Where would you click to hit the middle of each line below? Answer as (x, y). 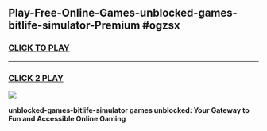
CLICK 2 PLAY (36, 78)
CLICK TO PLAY (39, 48)
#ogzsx (161, 26)
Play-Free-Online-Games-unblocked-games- (123, 13)
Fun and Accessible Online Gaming (67, 118)
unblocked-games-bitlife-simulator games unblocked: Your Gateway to (129, 110)
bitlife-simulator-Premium (74, 26)
